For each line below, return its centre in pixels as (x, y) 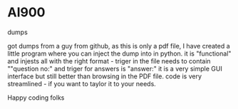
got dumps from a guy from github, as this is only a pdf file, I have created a (119, 46)
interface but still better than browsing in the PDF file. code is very (104, 76)
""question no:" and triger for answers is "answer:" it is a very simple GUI (115, 68)
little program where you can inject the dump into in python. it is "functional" (119, 53)
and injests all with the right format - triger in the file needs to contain (109, 61)
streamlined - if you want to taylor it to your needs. (82, 83)
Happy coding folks (36, 98)
